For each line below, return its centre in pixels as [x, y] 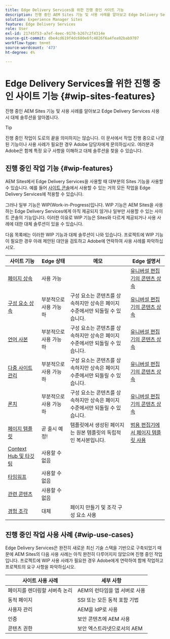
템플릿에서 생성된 [90, 425]
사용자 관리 [20, 610]
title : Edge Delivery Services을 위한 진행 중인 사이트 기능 [65, 10]
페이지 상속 [20, 278]
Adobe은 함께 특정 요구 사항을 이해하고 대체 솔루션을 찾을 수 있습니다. [74, 151]
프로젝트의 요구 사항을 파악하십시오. [40, 567]
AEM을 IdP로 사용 [98, 610]
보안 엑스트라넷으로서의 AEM [110, 628]
